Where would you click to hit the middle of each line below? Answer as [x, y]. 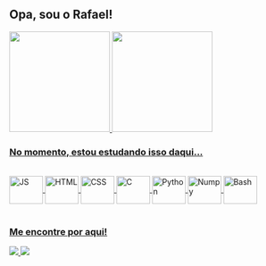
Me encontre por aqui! [58, 232]
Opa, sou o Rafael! [61, 15]
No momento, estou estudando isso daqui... [106, 152]
